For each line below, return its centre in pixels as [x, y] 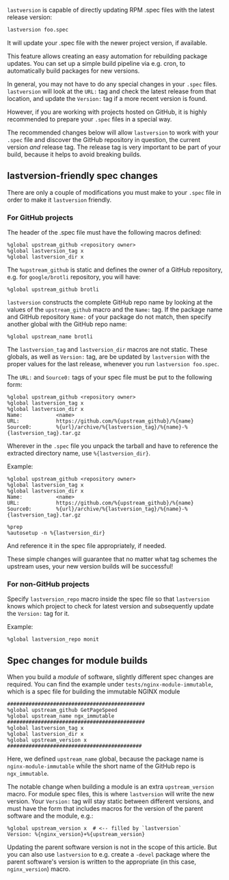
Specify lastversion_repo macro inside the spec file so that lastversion [108, 599]
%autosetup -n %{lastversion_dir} [56, 533]
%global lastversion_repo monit [53, 640]
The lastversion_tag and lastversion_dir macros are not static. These [107, 349]
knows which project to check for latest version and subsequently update [110, 606]
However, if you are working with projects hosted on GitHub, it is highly [107, 112]
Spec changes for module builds [78, 660]
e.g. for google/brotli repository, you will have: [74, 276]
